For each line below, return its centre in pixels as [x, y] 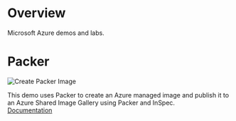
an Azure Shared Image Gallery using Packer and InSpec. [91, 102]
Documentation [30, 110]
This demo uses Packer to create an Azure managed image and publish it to [118, 95]
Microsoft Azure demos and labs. [56, 33]
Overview [37, 13]
